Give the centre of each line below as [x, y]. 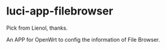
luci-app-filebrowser [60, 11]
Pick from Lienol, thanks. [37, 28]
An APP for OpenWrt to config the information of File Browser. [83, 39]
